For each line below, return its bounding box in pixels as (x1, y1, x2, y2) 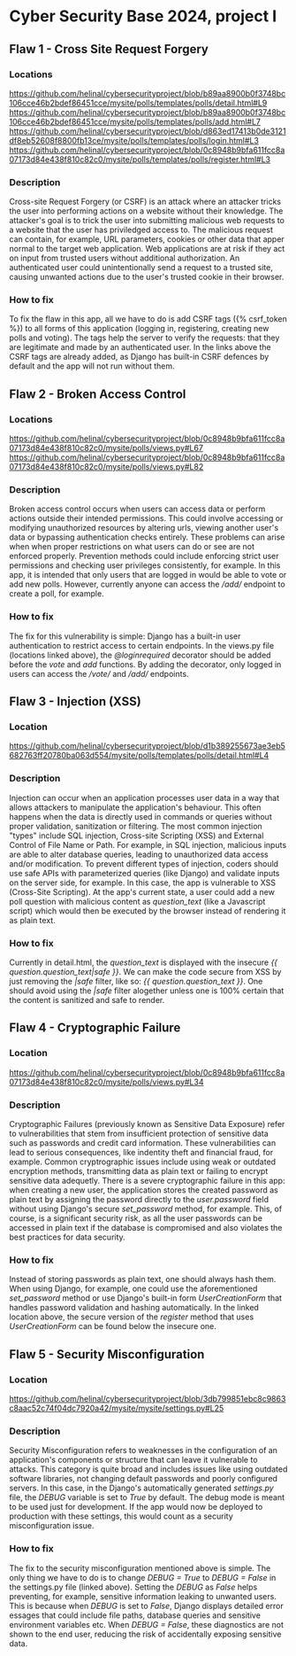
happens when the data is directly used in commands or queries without (9, 811, 272, 821)
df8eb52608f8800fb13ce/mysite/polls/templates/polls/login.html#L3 (9, 135, 259, 145)
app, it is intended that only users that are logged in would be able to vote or (9, 570, 287, 580)
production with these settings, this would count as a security (9, 1511, 234, 1521)
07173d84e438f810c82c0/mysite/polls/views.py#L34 (9, 1077, 204, 1087)
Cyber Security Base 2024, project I (9, 6, 277, 27)
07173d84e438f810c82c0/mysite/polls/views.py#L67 (9, 443, 203, 454)
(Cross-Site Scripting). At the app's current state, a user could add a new (9, 886, 276, 897)
